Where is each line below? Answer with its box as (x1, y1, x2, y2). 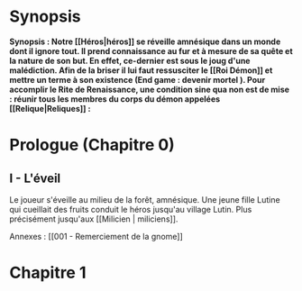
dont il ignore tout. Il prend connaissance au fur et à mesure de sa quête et (9, 45, 293, 56)
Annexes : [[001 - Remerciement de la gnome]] (9, 231, 183, 241)
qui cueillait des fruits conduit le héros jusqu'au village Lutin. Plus (9, 204, 252, 214)
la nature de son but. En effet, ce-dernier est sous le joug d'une (9, 55, 251, 66)
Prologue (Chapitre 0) (9, 135, 176, 155)
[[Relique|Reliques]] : (9, 103, 91, 114)
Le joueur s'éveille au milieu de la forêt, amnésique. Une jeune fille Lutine (9, 194, 281, 205)
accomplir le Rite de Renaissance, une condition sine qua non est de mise (9, 84, 290, 95)
